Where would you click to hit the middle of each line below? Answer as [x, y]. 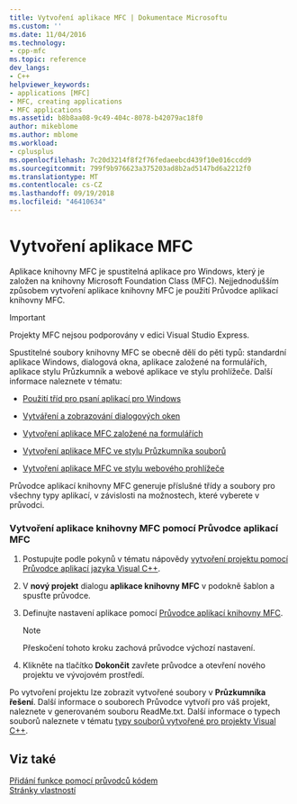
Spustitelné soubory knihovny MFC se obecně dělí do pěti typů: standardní [148, 352]
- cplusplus [31, 151]
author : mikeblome [44, 127]
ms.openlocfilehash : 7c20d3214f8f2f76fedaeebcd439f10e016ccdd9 [130, 160]
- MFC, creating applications [66, 101]
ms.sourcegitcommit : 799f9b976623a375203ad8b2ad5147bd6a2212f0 [130, 168]
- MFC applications [46, 110]
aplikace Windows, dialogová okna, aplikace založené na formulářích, [138, 362]
